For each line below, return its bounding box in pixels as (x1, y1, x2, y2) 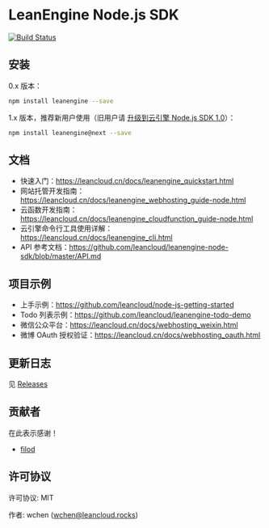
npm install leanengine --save (8, 97, 114, 105)
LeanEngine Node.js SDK (8, 6, 179, 24)
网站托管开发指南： (19, 186, 85, 196)
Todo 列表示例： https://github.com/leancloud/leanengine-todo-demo (19, 310, 252, 320)
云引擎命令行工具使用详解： (19, 224, 113, 234)
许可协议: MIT (8, 492, 54, 502)
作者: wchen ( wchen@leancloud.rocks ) (8, 509, 139, 519)
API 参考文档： (19, 243, 70, 252)
